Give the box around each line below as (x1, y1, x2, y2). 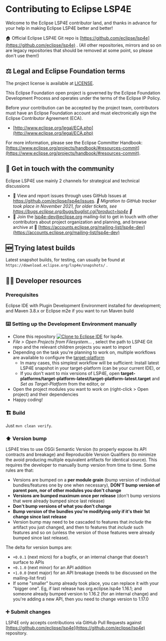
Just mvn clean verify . (5, 423, 52, 428)
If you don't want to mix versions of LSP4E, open (20, 371, 120, 376)
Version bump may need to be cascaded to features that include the (12, 519, 152, 525)
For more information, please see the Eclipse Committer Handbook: (5, 140, 143, 146)
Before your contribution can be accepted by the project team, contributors (5, 105, 159, 110)
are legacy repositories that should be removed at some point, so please (5, 47, 153, 53)
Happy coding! (12, 397, 43, 403)
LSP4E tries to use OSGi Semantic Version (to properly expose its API (5, 446, 147, 452)
